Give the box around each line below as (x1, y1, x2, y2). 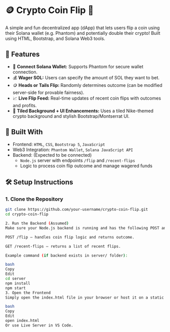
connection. (12, 69, 38, 75)
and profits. (12, 102, 37, 108)
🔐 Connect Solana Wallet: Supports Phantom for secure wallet (12, 63, 144, 69)
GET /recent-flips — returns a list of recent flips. (5, 244, 121, 249)
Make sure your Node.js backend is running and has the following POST (5, 225, 159, 230)
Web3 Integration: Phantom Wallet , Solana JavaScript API (12, 147, 133, 153)
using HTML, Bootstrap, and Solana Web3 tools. (5, 35, 105, 41)
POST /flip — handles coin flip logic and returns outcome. (5, 234, 135, 240)
